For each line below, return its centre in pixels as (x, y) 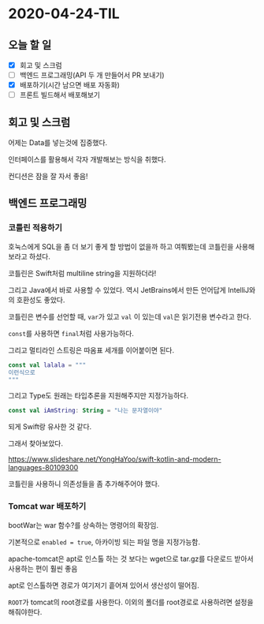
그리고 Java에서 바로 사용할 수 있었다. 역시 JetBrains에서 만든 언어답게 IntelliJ (129, 290)
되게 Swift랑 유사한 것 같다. (50, 427)
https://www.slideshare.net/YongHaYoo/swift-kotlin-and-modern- (115, 459)
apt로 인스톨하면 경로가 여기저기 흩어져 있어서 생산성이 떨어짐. (104, 585)
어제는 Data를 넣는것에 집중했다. (58, 143)
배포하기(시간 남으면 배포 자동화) (70, 85)
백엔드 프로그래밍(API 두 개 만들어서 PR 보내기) (92, 75)
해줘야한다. (25, 611)
